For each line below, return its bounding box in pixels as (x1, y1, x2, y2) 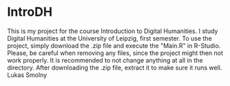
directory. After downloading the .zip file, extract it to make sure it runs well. (7, 63, 222, 72)
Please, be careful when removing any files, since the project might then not (7, 49, 224, 57)
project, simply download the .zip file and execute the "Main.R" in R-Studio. (7, 41, 221, 50)
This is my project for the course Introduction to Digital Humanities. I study (7, 27, 218, 35)
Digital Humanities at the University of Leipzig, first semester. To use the (7, 34, 212, 42)
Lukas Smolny (7, 70, 48, 79)
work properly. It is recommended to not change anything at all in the (7, 56, 203, 64)
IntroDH (7, 4, 53, 20)
